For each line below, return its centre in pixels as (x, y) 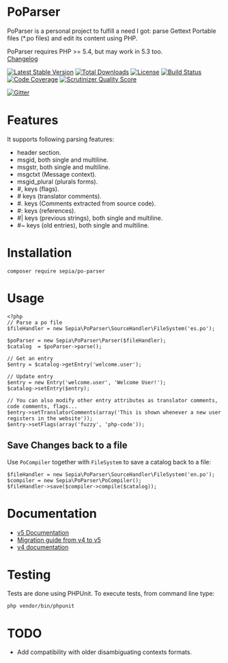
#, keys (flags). (38, 188)
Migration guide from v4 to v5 (59, 540)
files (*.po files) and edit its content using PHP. (72, 38)
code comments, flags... (42, 406)
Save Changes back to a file (67, 446)
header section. (39, 152)
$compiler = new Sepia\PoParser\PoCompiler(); (74, 480)
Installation (40, 253)
